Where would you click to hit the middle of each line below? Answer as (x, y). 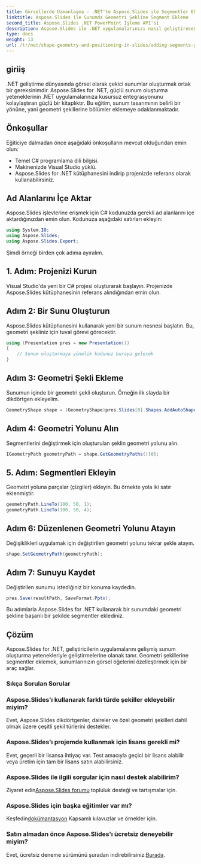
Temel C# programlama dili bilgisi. (57, 160)
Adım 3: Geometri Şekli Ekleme (65, 378)
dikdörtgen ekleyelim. (33, 399)
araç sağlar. (21, 668)
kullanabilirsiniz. (35, 180)
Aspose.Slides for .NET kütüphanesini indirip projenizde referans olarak (103, 173)
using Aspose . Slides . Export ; (42, 241)
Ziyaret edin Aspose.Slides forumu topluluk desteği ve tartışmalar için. (92, 790)
